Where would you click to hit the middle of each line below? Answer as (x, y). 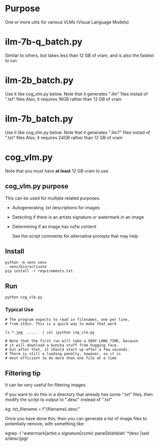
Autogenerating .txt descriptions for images (56, 207)
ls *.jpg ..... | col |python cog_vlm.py (50, 333)
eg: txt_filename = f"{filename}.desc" (42, 409)
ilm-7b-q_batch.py (44, 42)
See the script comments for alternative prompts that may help (75, 236)
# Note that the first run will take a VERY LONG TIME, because (72, 341)
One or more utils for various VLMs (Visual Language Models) (67, 22)
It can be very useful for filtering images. (46, 385)
